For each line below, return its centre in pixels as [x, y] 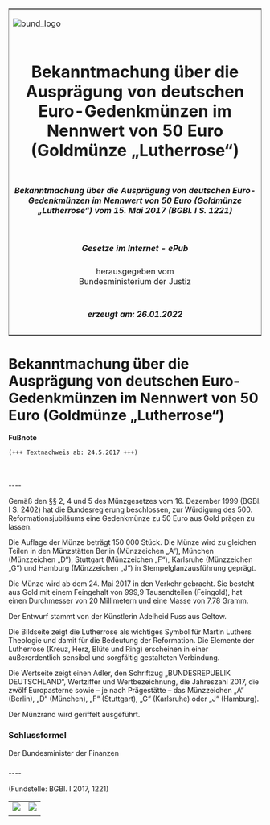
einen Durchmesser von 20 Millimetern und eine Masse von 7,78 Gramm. [129, 601]
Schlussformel [37, 736]
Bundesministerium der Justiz [135, 282]
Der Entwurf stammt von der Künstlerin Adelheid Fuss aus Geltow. [118, 617]
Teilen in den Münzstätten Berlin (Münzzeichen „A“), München [111, 551]
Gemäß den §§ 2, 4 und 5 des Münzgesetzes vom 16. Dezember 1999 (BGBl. [135, 501]
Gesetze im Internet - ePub [135, 248]
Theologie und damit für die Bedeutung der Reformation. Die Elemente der [131, 641]
